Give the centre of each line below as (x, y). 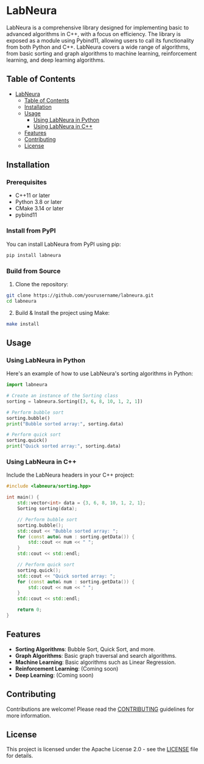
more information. (29, 715)
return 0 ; (30, 610)
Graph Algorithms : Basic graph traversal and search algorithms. (96, 655)
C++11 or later (33, 195)
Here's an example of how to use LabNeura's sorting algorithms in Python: (100, 373)
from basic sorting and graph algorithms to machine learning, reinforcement (101, 53)
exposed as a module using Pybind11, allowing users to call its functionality (100, 40)
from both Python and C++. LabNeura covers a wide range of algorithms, (98, 47)
